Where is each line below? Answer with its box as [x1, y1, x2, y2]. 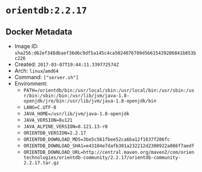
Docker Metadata [5, 27, 73, 37]
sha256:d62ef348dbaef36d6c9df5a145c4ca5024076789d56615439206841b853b [14, 50, 197, 56]
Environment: [14, 80, 48, 87]
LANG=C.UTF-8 [23, 104, 57, 110]
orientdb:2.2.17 [5, 5, 87, 16]
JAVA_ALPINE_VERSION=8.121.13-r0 [23, 124, 108, 130]
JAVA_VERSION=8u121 [23, 117, 73, 123]
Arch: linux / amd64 [14, 67, 59, 74]
